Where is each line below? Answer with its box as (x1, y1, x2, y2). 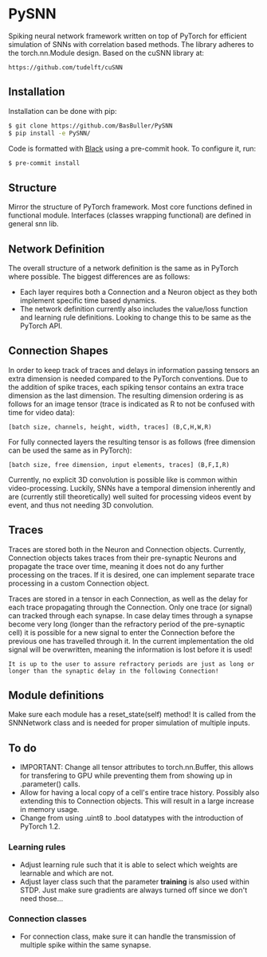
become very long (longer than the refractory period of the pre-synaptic (8, 619, 245, 629)
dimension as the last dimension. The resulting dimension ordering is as (8, 390, 244, 400)
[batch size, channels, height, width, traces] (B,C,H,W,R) (8, 423, 213, 431)
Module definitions (8, 688, 104, 702)
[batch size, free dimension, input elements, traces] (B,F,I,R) (8, 461, 230, 469)
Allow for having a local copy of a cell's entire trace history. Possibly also (19, 788, 260, 798)
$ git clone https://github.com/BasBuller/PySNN (8, 121, 173, 130)
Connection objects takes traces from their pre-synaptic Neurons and (8, 553, 237, 563)
